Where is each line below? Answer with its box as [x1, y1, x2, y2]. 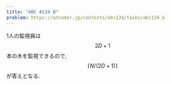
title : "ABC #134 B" [6, 8, 59, 15]
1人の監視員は [6, 32, 41, 39]
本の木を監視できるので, [6, 52, 67, 59]
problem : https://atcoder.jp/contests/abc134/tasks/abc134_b [6, 15, 166, 21]
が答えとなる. [6, 72, 40, 80]
